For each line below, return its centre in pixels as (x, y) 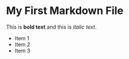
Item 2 (22, 44)
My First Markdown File (65, 11)
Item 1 (22, 38)
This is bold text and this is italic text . (52, 27)
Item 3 (22, 50)
